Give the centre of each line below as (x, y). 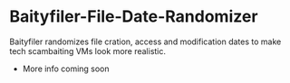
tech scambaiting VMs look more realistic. (87, 51)
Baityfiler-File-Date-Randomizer (134, 17)
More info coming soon (66, 69)
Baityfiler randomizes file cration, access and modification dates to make (145, 41)
